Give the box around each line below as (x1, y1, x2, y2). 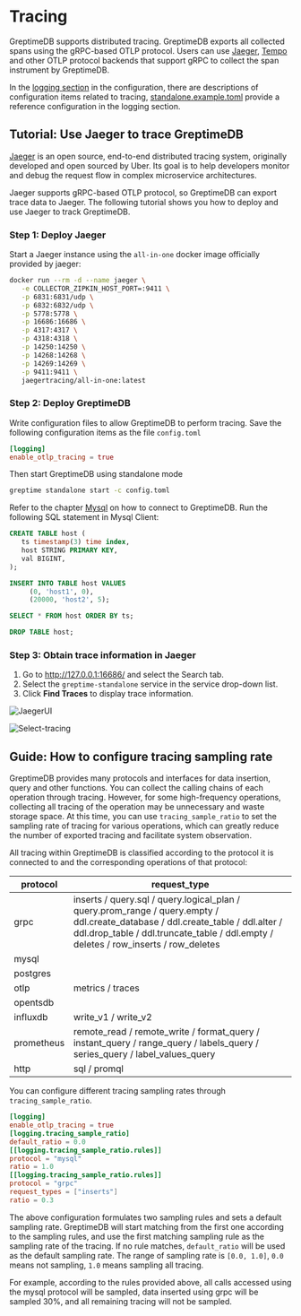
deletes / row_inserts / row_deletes (73, 939, 220, 951)
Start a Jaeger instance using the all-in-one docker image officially (9, 249, 261, 260)
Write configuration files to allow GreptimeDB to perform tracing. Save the (9, 417, 282, 428)
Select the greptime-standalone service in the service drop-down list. (21, 679, 279, 689)
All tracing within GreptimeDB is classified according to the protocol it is (9, 847, 274, 858)
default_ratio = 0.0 (9, 1137, 87, 1147)
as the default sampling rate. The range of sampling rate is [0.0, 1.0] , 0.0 (9, 1250, 284, 1260)
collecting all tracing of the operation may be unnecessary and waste (9, 801, 265, 812)
